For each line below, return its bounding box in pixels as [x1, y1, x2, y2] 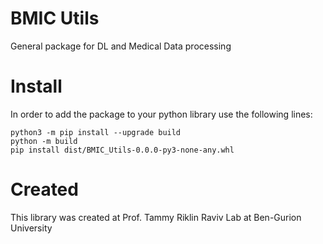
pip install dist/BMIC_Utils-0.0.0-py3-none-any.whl [10, 145, 235, 155]
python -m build [10, 136, 78, 146]
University [10, 222, 53, 234]
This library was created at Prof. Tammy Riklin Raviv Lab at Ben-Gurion [10, 211, 302, 223]
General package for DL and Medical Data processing [10, 40, 232, 52]
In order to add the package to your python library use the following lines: [10, 108, 313, 120]
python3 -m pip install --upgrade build [10, 127, 182, 137]
